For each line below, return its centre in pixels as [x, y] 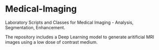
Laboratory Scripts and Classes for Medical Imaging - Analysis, [69, 22]
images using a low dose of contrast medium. [51, 42]
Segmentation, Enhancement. [35, 27]
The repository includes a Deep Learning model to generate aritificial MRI [80, 37]
